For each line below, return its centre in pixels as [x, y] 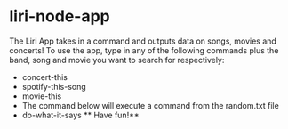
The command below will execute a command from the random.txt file [151, 105]
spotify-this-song [54, 86]
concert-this [45, 77]
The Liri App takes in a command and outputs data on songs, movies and [143, 41]
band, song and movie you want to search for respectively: [117, 60]
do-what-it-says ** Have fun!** [80, 115]
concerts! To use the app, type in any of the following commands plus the [144, 50]
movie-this [42, 96]
